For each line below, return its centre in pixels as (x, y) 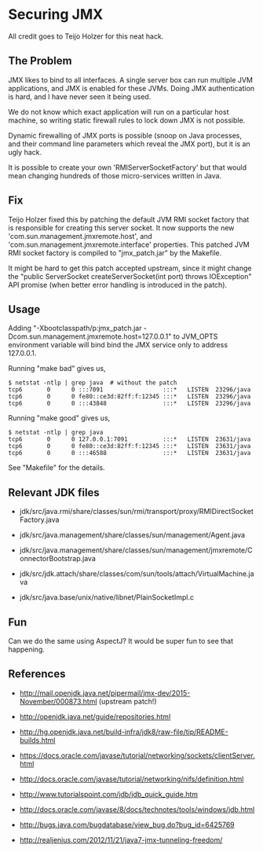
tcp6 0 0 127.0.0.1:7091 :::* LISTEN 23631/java (130, 439)
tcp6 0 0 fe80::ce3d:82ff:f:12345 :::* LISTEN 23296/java (130, 397)
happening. (26, 649)
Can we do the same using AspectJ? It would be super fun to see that (121, 641)
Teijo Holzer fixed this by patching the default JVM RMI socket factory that (129, 219)
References (37, 674)
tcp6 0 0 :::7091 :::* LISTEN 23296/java (130, 390)
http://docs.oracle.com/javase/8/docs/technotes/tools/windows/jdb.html (137, 809)
